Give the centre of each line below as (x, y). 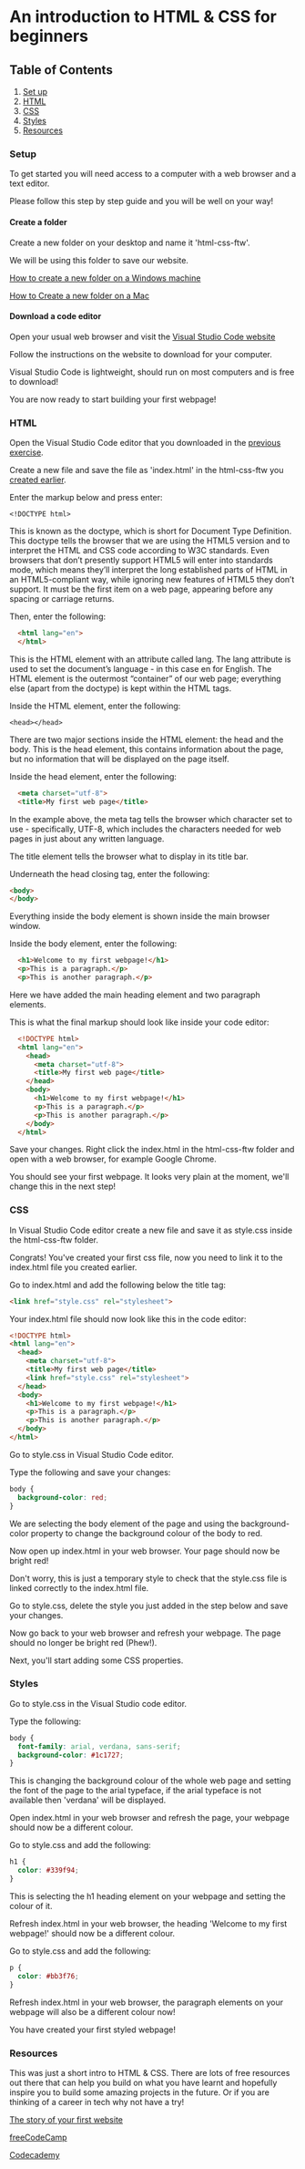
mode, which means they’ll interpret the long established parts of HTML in (148, 570)
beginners (49, 36)
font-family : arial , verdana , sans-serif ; (99, 1746)
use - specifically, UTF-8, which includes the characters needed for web (146, 829)
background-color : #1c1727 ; (71, 1755)
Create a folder (38, 222)
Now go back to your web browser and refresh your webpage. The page (145, 1633)
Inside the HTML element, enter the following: (95, 706)
